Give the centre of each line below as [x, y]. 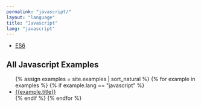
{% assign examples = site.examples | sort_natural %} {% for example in [105, 79]
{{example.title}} [35, 92]
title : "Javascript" [32, 23]
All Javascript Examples [53, 65]
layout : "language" [31, 17]
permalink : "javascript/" [39, 12]
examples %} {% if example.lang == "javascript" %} [80, 85]
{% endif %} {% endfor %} [48, 98]
